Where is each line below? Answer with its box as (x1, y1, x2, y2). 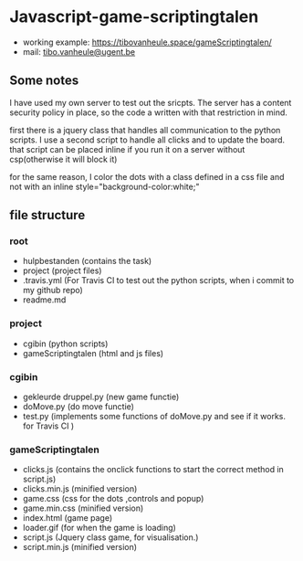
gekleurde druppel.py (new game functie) (22, 391, 180, 403)
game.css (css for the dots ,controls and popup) (22, 493, 204, 504)
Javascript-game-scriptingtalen (9, 6, 259, 27)
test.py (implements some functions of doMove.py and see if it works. (22, 411, 286, 422)
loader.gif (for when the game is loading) (22, 523, 176, 534)
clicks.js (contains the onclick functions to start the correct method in (22, 464, 285, 475)
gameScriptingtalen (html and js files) (22, 347, 164, 358)
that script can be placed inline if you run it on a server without (9, 143, 246, 154)
